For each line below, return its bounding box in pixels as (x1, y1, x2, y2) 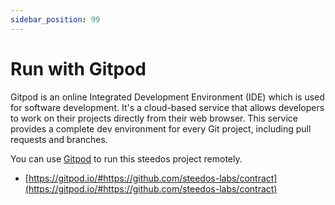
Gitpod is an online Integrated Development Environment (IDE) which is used (10, 91, 325, 103)
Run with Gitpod (10, 57, 147, 80)
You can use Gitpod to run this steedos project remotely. (10, 152, 243, 165)
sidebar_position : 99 (10, 14, 101, 25)
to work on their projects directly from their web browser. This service (10, 112, 298, 124)
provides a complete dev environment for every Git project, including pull (10, 122, 312, 135)
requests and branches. (10, 133, 108, 145)
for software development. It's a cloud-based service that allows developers (10, 101, 325, 113)
